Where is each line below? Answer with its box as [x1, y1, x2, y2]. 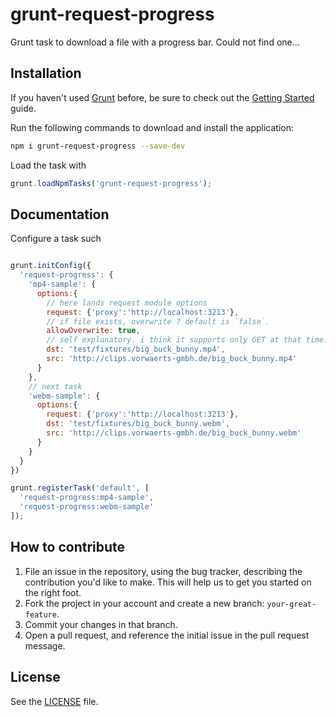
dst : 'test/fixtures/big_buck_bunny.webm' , [46, 419, 230, 429]
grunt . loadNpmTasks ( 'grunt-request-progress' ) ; [10, 178, 213, 188]
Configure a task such [10, 233, 102, 245]
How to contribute [10, 539, 126, 556]
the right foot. [24, 586, 82, 598]
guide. [10, 102, 37, 114]
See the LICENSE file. [10, 695, 99, 707]
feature [24, 609, 57, 620]
